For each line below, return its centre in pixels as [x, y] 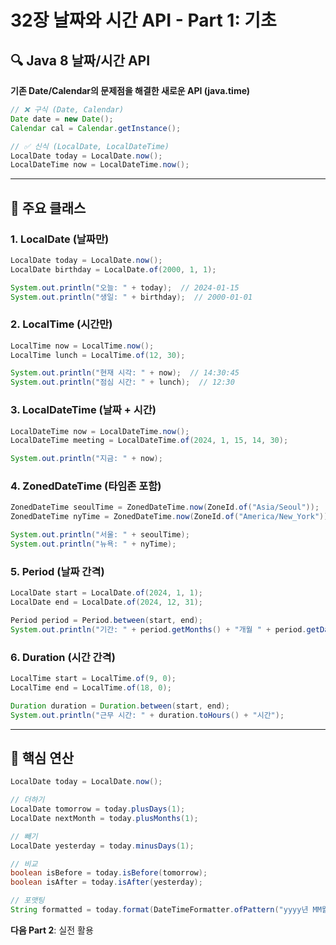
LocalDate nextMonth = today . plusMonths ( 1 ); [104, 818]
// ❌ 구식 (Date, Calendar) [67, 110]
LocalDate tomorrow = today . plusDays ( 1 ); [98, 809]
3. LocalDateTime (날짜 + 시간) [83, 410]
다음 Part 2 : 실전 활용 [52, 930]
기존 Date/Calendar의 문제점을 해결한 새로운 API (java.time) [130, 90]
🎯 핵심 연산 [42, 757]
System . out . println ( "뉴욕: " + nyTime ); [93, 544]
